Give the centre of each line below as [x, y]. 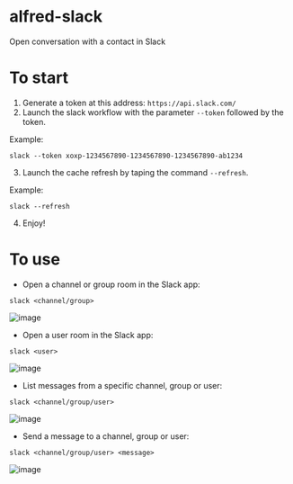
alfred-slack [56, 17]
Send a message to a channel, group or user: [106, 436]
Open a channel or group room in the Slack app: [111, 284]
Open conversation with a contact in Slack [88, 41]
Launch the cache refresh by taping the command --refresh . [135, 172]
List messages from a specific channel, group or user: [122, 385]
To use [35, 260]
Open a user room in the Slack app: [88, 335]
